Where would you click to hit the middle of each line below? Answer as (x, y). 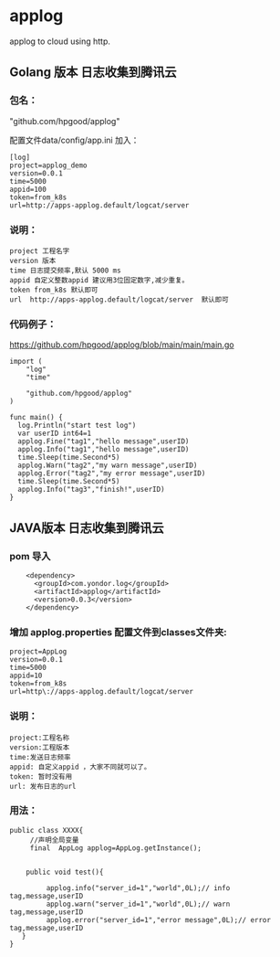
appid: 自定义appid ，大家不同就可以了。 (80, 767)
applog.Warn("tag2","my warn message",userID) (108, 466)
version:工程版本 (40, 747)
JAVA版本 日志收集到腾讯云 (87, 528)
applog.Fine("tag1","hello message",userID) (104, 441)
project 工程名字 (40, 251)
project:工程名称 (40, 738)
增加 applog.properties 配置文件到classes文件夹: (118, 632)
